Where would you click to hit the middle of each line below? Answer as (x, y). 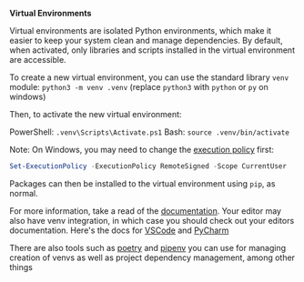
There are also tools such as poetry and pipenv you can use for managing (148, 247)
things (21, 267)
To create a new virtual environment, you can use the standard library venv (149, 77)
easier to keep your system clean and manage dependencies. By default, (147, 40)
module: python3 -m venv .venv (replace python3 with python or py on (139, 87)
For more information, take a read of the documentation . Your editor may (146, 211)
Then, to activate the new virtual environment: (96, 114)
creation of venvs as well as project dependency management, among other (152, 257)
